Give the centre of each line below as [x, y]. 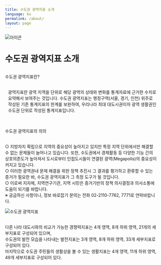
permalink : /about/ [25, 18]
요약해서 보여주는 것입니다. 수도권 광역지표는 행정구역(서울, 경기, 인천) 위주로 [80, 98]
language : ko [18, 14]
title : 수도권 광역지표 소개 [30, 9]
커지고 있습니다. [20, 165]
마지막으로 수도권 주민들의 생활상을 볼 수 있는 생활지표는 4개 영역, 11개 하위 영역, [81, 251]
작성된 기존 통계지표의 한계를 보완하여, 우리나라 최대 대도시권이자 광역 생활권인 [82, 105]
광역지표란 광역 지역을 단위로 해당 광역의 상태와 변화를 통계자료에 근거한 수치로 [82, 92]
